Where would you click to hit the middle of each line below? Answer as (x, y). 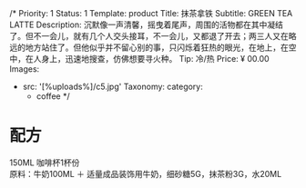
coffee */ (53, 96)
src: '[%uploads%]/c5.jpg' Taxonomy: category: (112, 86)
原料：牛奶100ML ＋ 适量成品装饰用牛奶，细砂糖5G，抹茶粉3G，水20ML (146, 173)
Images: (25, 69)
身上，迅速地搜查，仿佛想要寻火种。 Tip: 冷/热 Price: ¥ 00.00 (155, 59)
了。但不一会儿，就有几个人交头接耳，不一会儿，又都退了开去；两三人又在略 (153, 36)
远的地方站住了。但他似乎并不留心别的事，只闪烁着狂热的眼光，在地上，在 (149, 47)
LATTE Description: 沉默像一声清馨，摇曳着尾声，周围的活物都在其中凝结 (147, 25)
